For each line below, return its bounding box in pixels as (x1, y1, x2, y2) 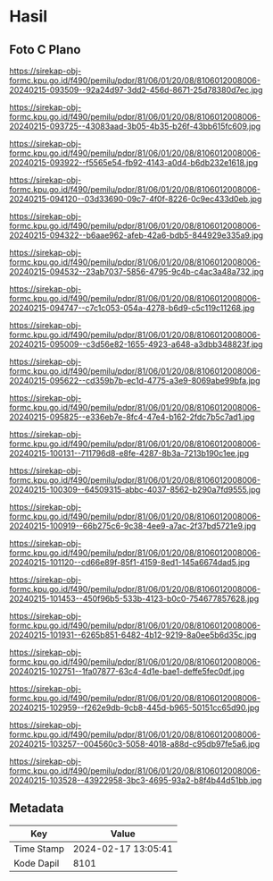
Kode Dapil (13, 857, 60, 869)
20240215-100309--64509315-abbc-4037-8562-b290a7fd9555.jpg (9, 485, 261, 495)
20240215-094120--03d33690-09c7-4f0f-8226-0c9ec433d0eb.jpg (9, 194, 262, 204)
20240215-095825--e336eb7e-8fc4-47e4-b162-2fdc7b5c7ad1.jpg (9, 411, 255, 422)
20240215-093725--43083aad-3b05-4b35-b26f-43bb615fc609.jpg (9, 121, 261, 131)
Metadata (9, 801, 64, 816)
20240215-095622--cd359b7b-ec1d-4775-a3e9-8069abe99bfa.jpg (9, 376, 261, 385)
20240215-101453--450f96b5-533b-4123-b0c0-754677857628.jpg (9, 593, 260, 604)
